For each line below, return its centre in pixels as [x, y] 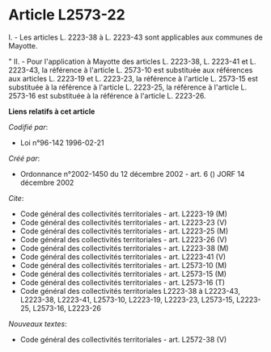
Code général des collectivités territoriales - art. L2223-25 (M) [124, 231]
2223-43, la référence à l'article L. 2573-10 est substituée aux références [131, 69]
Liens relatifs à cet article [52, 111]
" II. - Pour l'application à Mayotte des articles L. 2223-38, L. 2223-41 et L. [132, 61]
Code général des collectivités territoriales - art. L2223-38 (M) [124, 248]
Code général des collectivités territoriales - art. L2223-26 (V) [124, 239]
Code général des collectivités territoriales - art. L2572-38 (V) [123, 339]
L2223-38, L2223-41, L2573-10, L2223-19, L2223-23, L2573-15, [127, 300]
